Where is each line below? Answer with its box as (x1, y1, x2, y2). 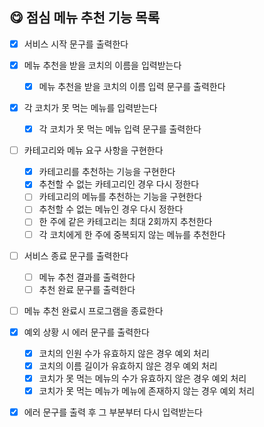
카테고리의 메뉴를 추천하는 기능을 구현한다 (38, 191, 203, 203)
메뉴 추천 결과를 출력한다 (38, 271, 136, 283)
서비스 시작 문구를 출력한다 (23, 38, 129, 50)
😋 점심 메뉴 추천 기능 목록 (9, 9, 160, 27)
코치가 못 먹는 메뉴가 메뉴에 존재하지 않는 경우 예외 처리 (38, 385, 256, 397)
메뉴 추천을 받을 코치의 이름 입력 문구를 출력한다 (38, 80, 226, 92)
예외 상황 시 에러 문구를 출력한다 (23, 326, 150, 338)
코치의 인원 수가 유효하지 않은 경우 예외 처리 (38, 347, 210, 359)
